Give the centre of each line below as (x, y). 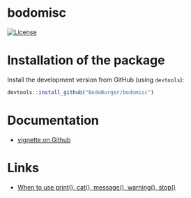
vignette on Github (44, 139)
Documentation (53, 120)
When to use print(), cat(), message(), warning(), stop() (97, 187)
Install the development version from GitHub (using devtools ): (96, 79)
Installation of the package (86, 60)
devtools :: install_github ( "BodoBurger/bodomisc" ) (81, 92)
